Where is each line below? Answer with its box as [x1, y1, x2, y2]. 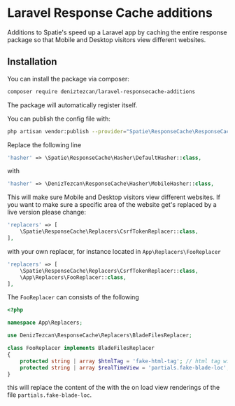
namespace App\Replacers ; [7, 319, 83, 327]
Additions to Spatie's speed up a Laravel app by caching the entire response [7, 28, 227, 36]
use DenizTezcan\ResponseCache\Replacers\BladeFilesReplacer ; [7, 332, 192, 339]
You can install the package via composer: [7, 74, 129, 83]
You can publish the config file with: [7, 114, 111, 123]
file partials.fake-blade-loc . [7, 391, 92, 399]
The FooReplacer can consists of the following [7, 293, 140, 302]
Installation [7, 56, 57, 68]
